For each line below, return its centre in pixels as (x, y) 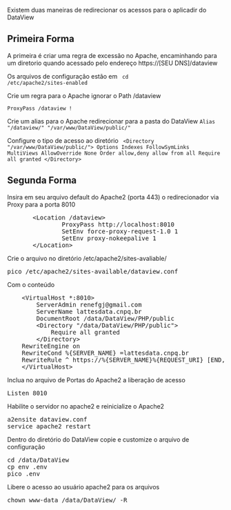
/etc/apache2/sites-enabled (48, 83)
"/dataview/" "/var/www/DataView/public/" (69, 128)
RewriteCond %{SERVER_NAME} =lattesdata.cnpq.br (106, 353)
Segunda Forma (42, 180)
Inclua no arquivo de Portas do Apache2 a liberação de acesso (97, 380)
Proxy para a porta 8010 (41, 204)
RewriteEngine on (51, 346)
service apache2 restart (49, 426)
